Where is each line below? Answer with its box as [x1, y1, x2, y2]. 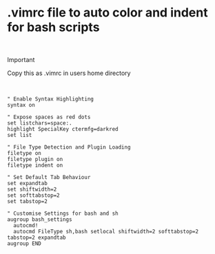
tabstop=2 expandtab [7, 234, 67, 241]
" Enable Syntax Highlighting [7, 95, 94, 103]
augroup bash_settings [7, 215, 72, 223]
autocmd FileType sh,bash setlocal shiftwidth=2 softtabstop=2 [13, 228, 198, 235]
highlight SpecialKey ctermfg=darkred [7, 125, 119, 132]
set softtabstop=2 [7, 191, 60, 199]
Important [7, 55, 35, 63]
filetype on [7, 149, 41, 156]
